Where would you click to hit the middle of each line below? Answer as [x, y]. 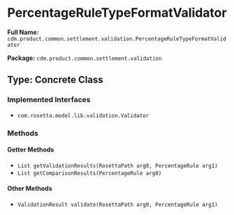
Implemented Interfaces [49, 100]
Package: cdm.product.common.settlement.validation [85, 58]
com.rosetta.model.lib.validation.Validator [83, 116]
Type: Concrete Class [55, 80]
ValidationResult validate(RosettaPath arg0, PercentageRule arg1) [117, 205]
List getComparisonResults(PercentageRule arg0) [89, 173]
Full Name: [23, 32]
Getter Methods [31, 150]
